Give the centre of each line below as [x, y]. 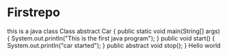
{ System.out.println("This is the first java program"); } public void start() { [111, 38]
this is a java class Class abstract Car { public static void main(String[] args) [114, 31]
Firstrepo [34, 12]
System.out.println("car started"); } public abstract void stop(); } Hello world [114, 45]
